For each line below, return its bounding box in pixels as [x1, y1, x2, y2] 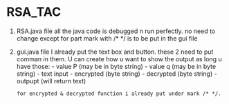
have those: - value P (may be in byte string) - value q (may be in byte [16, 62, 216, 70]
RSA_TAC [6, 4, 62, 20]
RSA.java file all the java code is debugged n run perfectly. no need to [16, 27, 216, 35]
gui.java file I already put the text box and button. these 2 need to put [16, 48, 214, 56]
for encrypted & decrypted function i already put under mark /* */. [16, 90, 222, 97]
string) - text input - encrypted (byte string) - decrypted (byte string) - [16, 70, 217, 78]
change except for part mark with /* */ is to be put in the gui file [16, 34, 198, 42]
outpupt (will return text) [16, 76, 86, 85]
